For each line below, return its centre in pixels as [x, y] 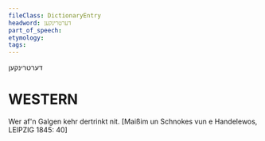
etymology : [26, 38]
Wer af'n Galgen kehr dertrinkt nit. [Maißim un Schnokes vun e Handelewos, [133, 122]
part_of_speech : [35, 30]
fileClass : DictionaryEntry [55, 15]
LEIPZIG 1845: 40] [38, 130]
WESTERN [43, 99]
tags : [17, 45]
